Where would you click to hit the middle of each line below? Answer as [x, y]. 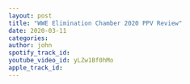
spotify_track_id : [39, 53]
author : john [30, 46]
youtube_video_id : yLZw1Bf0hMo [61, 61]
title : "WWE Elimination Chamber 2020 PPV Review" [95, 23]
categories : [28, 38]
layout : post [30, 16]
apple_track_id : [36, 68]
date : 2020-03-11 [38, 30]
